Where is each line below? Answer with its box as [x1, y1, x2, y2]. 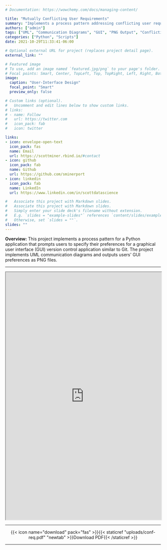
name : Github [9, 167, 37, 172]
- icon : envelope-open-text [5, 139, 63, 144]
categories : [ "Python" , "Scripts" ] [5, 35, 79, 40]
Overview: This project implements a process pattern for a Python [5, 236, 141, 242]
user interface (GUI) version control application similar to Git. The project [5, 246, 153, 252]
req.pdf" [28, 534, 46, 540]
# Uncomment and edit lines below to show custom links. [5, 103, 129, 108]
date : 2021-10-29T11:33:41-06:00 [5, 39, 74, 45]
